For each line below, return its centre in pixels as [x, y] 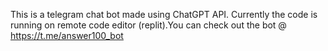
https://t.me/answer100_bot [67, 35]
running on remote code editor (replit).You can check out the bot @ [148, 25]
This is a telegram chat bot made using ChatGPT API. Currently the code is [164, 14]
